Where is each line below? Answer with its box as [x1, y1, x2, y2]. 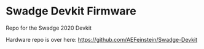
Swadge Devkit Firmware [6, 4, 136, 18]
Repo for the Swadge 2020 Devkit [6, 24, 92, 31]
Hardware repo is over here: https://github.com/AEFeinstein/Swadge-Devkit [6, 36, 198, 43]
